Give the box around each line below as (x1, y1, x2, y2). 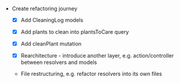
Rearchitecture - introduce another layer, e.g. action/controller (20, 52, 174, 59)
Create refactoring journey (11, 5, 78, 12)
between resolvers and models (20, 59, 97, 66)
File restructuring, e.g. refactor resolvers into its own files (20, 71, 163, 78)
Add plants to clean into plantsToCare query (20, 28, 129, 36)
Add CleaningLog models (20, 17, 84, 23)
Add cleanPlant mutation (20, 40, 82, 47)
